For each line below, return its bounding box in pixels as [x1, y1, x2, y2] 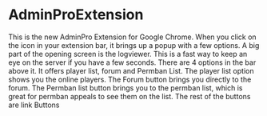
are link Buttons [8, 100, 60, 110]
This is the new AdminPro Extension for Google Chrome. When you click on [8, 32, 257, 42]
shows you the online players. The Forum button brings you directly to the [8, 74, 252, 84]
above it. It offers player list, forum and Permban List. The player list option [8, 66, 254, 75]
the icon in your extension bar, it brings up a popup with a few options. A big [8, 40, 260, 50]
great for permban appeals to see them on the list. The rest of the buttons [8, 91, 251, 101]
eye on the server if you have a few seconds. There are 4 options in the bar [8, 58, 257, 67]
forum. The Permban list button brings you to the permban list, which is [8, 82, 243, 93]
